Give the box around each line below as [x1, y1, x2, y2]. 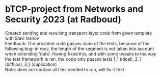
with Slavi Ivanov [5, 35, 39, 41]
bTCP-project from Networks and [5, 3, 144, 15]
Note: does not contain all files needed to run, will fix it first [5, 66, 124, 72]
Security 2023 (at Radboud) [5, 14, 122, 25]
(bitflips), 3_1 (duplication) [5, 61, 57, 67]
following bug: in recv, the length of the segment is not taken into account [5, 46, 154, 51]
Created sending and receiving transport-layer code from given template [5, 30, 152, 36]
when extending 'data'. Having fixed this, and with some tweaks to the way [5, 51, 157, 57]
